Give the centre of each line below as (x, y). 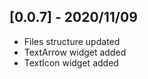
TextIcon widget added (71, 62)
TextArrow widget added (75, 52)
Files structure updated (72, 41)
